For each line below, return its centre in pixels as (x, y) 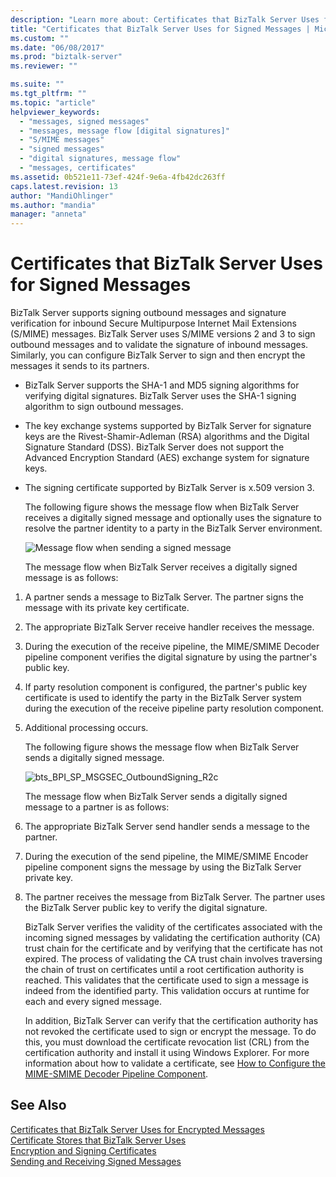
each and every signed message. (93, 1002)
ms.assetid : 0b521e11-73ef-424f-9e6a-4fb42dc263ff (118, 177)
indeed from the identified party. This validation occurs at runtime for (167, 991)
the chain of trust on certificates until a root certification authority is (164, 970)
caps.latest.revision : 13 (64, 186)
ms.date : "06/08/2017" (57, 47)
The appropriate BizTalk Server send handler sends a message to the (167, 827)
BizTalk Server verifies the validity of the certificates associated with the (173, 927)
